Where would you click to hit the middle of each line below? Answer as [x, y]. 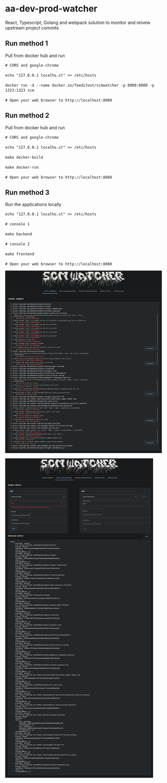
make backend [19, 234]
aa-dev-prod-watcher [51, 9]
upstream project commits [32, 27]
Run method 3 [27, 192]
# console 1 [17, 224]
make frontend [20, 254]
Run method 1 [27, 44]
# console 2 [17, 244]
